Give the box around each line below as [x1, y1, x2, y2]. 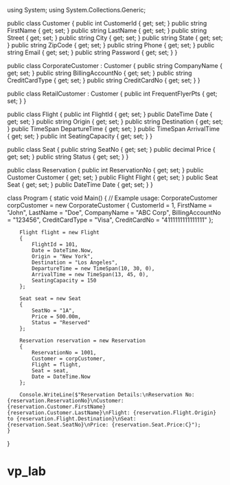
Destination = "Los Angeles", [32, 259, 118, 266]
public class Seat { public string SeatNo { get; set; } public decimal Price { [7, 146, 216, 153]
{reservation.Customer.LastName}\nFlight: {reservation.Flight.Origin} [7, 409, 216, 416]
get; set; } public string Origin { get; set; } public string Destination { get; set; [7, 117, 223, 126]
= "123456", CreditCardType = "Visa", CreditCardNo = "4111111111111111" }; [7, 216, 214, 224]
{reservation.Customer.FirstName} [7, 403, 106, 410]
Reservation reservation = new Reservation [19, 337, 146, 344]
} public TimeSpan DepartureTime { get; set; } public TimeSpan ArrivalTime [7, 125, 220, 133]
